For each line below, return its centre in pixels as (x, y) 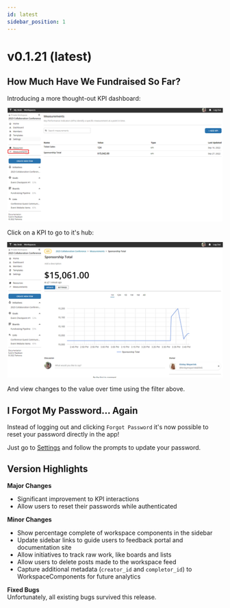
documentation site (44, 547)
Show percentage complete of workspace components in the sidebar (115, 533)
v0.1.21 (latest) (50, 57)
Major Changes (29, 485)
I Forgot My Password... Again (73, 410)
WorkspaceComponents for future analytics (79, 576)
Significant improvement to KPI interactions (78, 499)
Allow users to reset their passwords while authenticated (97, 506)
